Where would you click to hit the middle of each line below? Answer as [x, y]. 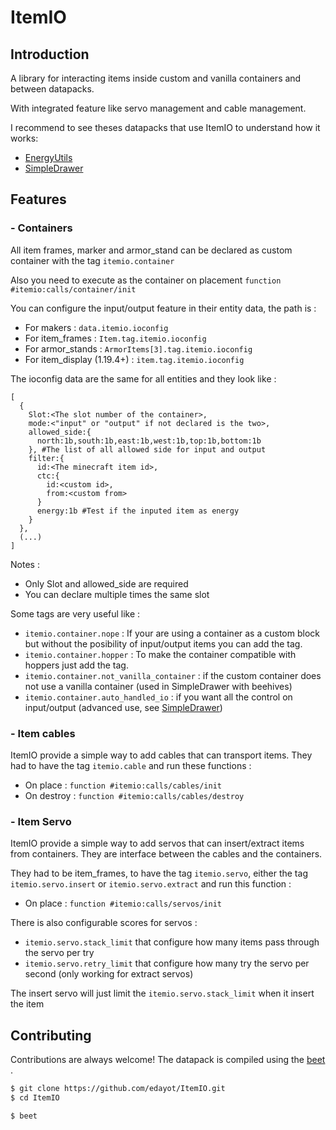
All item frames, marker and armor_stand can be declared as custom [151, 250]
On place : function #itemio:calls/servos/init [123, 903]
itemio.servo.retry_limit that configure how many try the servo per [167, 963]
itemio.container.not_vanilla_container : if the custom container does [173, 675]
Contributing [51, 1035]
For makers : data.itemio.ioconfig [96, 327]
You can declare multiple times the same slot [117, 594]
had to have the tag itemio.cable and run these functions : [131, 765]
